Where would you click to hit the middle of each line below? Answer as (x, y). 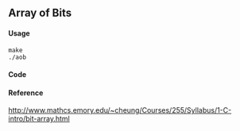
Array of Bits (40, 13)
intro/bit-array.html (39, 119)
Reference (26, 92)
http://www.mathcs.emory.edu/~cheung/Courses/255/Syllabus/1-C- (120, 110)
